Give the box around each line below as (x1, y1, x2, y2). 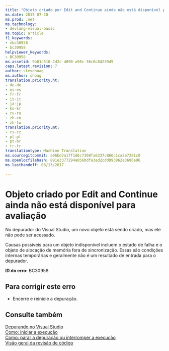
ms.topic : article (5, 31, 44, 36)
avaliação (5, 210, 47, 221)
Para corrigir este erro (5, 282, 76, 291)
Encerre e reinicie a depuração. (12, 296, 78, 302)
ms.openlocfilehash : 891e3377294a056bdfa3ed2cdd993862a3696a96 (5, 158, 141, 163)
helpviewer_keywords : (5, 49, 51, 55)
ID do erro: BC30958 (5, 268, 49, 274)
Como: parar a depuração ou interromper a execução (5, 334, 116, 341)
